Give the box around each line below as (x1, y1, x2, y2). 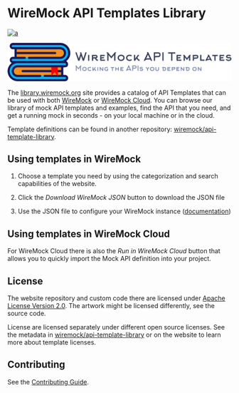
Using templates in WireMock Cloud (7, 228, 171, 240)
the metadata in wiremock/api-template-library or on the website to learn (7, 330, 222, 340)
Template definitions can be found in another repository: (7, 125, 173, 133)
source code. (7, 309, 46, 318)
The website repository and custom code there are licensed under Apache (7, 294, 225, 302)
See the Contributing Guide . (7, 377, 89, 386)
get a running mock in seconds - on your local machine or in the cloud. (7, 111, 215, 119)
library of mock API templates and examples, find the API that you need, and (7, 103, 231, 112)
